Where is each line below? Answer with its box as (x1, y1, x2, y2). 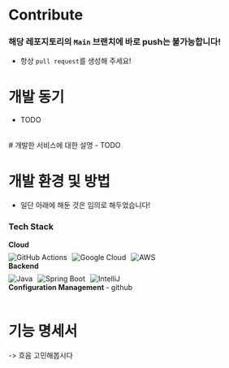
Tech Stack (8, 221, 54, 232)
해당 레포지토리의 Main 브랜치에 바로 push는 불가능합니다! (8, 37, 222, 48)
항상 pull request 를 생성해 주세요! (19, 56, 132, 66)
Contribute (8, 6, 84, 24)
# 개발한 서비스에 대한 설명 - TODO (8, 141, 121, 150)
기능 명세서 (8, 322, 78, 340)
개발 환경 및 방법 (8, 172, 111, 190)
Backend (8, 261, 39, 271)
